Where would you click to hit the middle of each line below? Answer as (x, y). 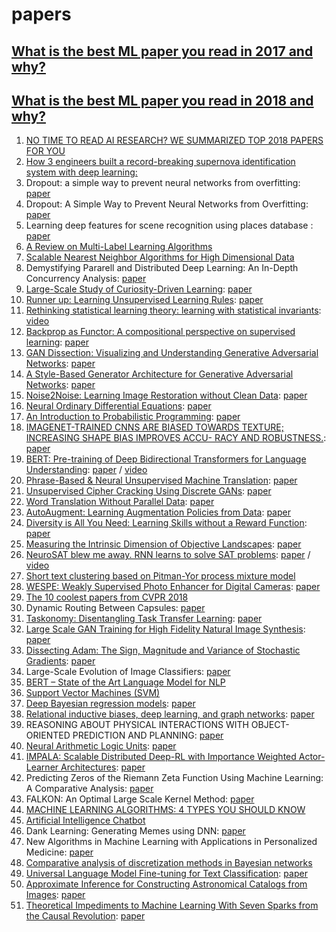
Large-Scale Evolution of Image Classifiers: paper (128, 672)
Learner (42, 767)
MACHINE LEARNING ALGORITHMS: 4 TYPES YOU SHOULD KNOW (165, 810)
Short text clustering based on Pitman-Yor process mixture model (160, 576)
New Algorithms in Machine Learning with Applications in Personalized (171, 842)
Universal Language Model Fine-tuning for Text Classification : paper (166, 874)
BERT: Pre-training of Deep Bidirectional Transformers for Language (166, 459)
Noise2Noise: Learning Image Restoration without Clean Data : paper (166, 395)
